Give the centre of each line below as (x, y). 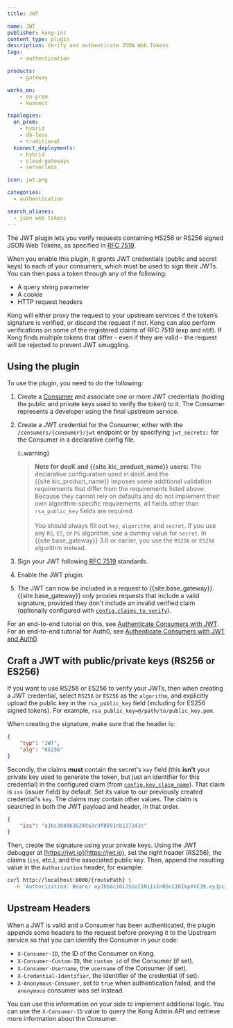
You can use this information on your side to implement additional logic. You (115, 1004)
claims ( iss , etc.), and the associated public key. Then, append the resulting (116, 860)
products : (21, 71)
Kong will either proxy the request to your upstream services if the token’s (113, 315)
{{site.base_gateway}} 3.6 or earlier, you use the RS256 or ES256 (124, 540)
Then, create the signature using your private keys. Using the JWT (102, 845)
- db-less (34, 135)
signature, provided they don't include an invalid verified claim (106, 603)
